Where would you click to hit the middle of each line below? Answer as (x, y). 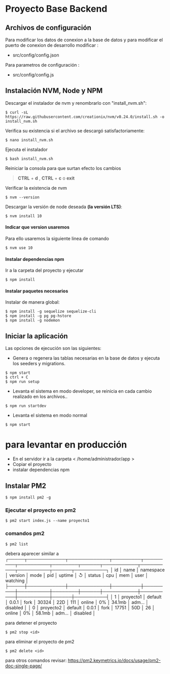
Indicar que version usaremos (38, 227)
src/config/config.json (36, 55)
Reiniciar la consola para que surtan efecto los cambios (63, 168)
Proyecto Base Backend (56, 9)
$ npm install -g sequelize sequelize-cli (51, 312)
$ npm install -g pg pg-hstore (38, 316)
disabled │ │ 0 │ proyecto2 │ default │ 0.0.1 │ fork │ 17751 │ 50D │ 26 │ (80, 607)
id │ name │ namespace (139, 570)
